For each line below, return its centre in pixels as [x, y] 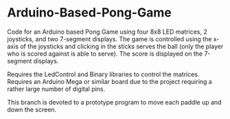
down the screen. [32, 109]
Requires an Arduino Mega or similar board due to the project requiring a [110, 81]
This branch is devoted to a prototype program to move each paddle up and [114, 102]
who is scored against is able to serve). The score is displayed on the [105, 54]
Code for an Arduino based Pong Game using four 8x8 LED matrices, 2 [107, 32]
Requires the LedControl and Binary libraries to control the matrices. [103, 74]
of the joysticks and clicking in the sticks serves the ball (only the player [122, 46]
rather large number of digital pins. [56, 89]
